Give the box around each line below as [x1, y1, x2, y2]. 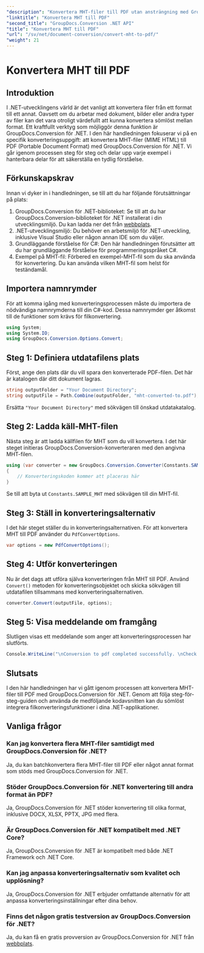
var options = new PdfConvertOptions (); [6, 542, 110, 548]
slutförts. [6, 639, 29, 647]
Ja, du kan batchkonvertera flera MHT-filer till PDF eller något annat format [6, 761, 194, 768]
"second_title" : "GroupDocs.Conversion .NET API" [6, 20, 135, 26]
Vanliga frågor [6, 721, 62, 731]
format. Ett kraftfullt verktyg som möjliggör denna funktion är [6, 123, 158, 130]
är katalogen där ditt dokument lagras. [6, 375, 102, 382]
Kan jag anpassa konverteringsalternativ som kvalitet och [6, 869, 180, 877]
